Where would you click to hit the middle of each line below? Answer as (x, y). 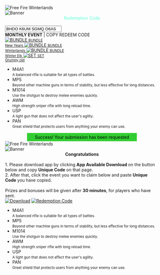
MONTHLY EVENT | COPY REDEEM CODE (48, 35)
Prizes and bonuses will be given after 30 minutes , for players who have (78, 190)
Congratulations (82, 154)
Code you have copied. (29, 180)
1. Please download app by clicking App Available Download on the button (80, 165)
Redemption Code (82, 18)
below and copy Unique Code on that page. (49, 170)
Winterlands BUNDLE (35, 51)
